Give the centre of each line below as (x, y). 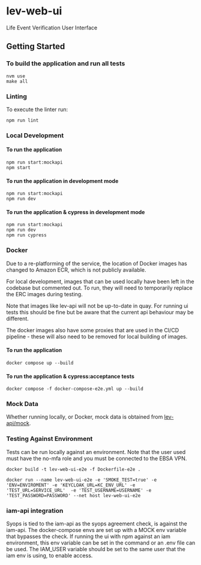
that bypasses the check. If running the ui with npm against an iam (88, 537)
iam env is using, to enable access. (49, 555)
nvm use (16, 76)
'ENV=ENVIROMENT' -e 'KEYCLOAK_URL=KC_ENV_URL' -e (71, 485)
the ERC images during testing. (44, 294)
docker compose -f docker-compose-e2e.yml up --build (75, 389)
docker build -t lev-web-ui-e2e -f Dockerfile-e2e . (73, 469)
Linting (16, 96)
